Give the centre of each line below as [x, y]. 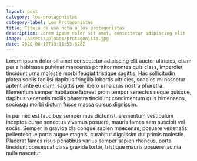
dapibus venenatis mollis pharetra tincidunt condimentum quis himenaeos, [96, 98]
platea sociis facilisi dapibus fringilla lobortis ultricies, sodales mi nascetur [96, 79]
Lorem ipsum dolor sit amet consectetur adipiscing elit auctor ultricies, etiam [99, 61]
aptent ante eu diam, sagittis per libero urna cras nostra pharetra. [85, 85]
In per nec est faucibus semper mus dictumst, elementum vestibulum [90, 115]
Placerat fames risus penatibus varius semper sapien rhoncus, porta [89, 141]
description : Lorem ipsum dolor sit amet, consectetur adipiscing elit [96, 33]
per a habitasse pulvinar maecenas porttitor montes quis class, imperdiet [94, 67]
